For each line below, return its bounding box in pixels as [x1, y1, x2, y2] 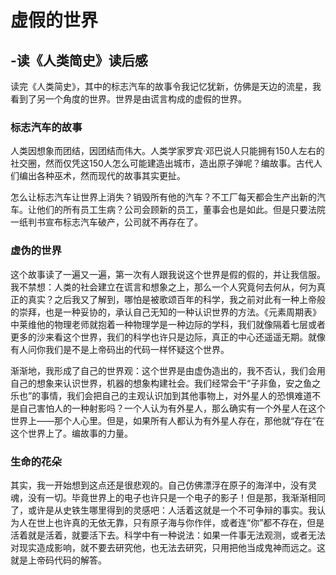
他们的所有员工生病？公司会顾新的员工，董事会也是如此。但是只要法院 [36, 204, 326, 216]
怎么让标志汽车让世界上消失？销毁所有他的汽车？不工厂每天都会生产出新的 [10, 191, 317, 203]
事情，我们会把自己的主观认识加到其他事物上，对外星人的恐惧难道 [40, 389, 313, 401]
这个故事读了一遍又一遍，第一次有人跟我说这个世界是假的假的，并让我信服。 [10, 268, 326, 280]
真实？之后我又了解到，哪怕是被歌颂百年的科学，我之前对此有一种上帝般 [27, 293, 326, 305]
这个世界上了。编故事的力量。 [10, 427, 133, 439]
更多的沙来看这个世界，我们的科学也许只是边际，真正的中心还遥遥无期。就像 [10, 331, 326, 343]
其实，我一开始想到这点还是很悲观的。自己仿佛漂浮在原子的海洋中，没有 [10, 479, 308, 491]
